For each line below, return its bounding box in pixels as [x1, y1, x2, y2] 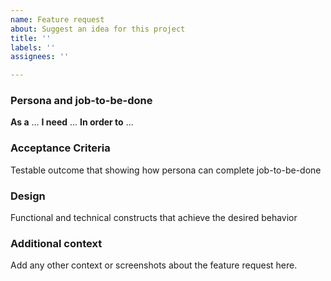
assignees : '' [10, 52, 70, 62]
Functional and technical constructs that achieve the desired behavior [10, 212, 298, 224]
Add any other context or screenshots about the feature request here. [10, 259, 298, 271]
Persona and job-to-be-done [10, 94, 153, 108]
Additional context [10, 236, 103, 250]
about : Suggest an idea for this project [10, 24, 186, 34]
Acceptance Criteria [10, 141, 111, 155]
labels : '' [10, 42, 56, 53]
